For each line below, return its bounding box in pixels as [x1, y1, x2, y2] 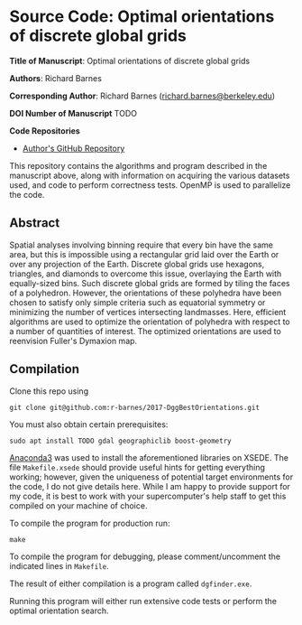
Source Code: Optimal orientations [9, 6, 275, 27]
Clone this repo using [9, 386, 88, 396]
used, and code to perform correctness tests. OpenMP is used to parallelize [9, 179, 291, 191]
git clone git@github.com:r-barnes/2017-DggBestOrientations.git [9, 403, 260, 412]
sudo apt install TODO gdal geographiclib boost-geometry [9, 436, 232, 445]
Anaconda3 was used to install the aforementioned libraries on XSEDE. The [9, 452, 288, 462]
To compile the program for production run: [9, 518, 170, 528]
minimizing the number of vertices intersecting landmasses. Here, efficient [9, 306, 287, 317]
